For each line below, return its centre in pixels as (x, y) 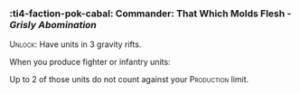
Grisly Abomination (53, 24)
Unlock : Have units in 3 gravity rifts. (75, 44)
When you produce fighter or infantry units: (90, 62)
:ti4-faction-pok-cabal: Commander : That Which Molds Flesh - (150, 14)
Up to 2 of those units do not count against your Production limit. (129, 80)
